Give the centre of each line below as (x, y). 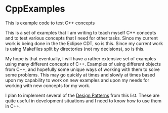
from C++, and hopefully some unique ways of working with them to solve (83, 69)
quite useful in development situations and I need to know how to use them (83, 101)
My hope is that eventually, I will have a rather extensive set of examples (81, 58)
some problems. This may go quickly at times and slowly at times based (80, 74)
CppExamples (35, 9)
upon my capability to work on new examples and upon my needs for (77, 80)
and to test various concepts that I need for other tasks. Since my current (81, 38)
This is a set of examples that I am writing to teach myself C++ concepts (81, 32)
